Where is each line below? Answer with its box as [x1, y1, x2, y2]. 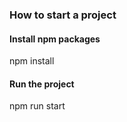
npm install [9, 55, 55, 67]
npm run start [9, 100, 66, 112]
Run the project [9, 78, 75, 90]
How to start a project [9, 8, 117, 22]
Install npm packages [9, 33, 101, 45]
